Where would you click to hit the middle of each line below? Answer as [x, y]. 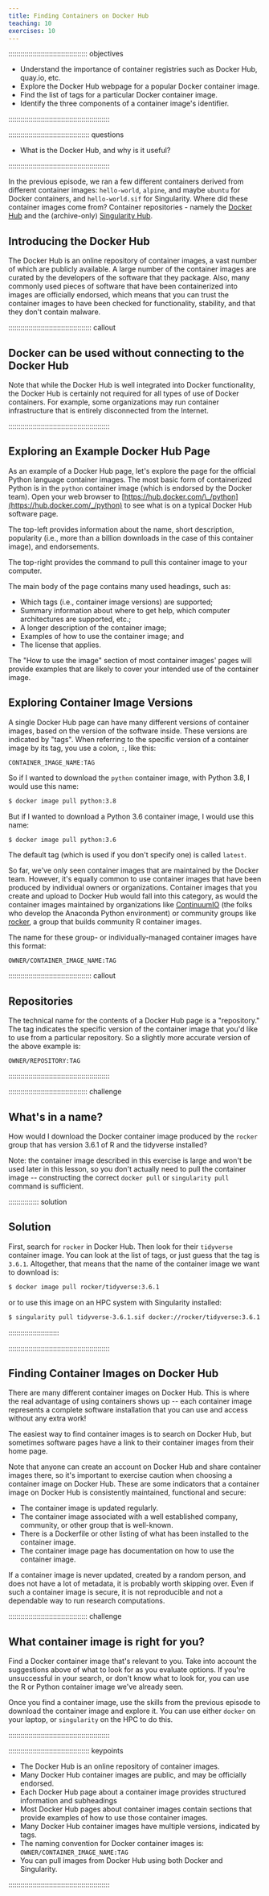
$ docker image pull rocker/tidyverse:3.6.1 [84, 1287]
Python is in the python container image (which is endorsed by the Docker [130, 487]
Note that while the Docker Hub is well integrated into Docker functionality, [132, 385]
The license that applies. [61, 645]
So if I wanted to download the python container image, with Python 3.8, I [129, 778]
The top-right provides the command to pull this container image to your [128, 562]
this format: [27, 946]
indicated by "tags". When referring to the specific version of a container [128, 739]
